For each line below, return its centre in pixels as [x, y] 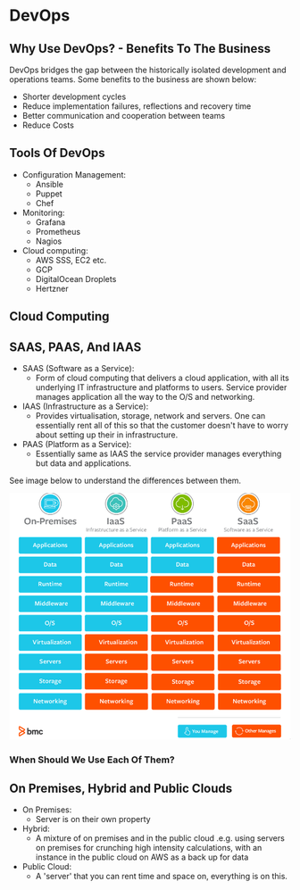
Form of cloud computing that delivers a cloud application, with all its [162, 378]
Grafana [50, 222]
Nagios [49, 241]
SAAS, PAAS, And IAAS [75, 347]
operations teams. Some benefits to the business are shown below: [133, 79]
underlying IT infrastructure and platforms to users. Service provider [161, 387]
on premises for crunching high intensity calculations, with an [149, 848]
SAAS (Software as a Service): [78, 369]
